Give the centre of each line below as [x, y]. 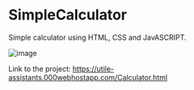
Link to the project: [40, 69]
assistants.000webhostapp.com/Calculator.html [88, 77]
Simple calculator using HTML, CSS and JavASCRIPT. [98, 37]
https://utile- [93, 69]
